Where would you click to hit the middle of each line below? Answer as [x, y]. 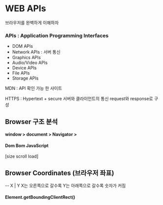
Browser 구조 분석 [31, 122]
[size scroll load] [22, 156]
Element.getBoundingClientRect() [40, 197]
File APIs [21, 73]
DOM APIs [22, 46]
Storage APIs [25, 78]
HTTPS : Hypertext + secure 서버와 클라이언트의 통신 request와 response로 [79, 99]
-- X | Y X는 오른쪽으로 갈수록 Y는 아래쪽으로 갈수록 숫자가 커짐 [65, 185]
